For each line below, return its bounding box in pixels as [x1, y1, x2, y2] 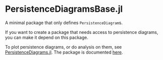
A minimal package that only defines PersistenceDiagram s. [5, 20, 123, 26]
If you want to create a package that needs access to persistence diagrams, [5, 29, 158, 35]
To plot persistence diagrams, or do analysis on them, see [5, 44, 122, 50]
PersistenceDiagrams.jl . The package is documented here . [5, 49, 123, 55]
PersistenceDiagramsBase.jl [5, 3, 123, 15]
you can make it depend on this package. [5, 34, 89, 40]
